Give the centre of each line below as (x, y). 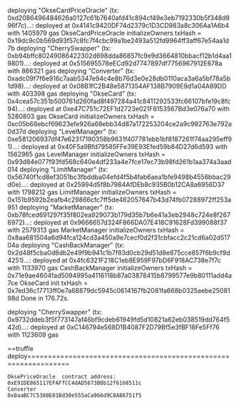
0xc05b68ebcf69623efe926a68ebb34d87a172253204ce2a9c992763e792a (119, 124)
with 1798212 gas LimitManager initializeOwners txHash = (92, 192)
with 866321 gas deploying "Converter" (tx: (71, 71)
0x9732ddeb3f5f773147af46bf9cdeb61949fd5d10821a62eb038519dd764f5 (119, 319)
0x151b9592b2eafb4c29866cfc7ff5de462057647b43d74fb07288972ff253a (119, 200)
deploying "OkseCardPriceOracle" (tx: (63, 10)
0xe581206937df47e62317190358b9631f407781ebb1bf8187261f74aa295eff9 (120, 139)
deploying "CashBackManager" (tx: (72, 245)
